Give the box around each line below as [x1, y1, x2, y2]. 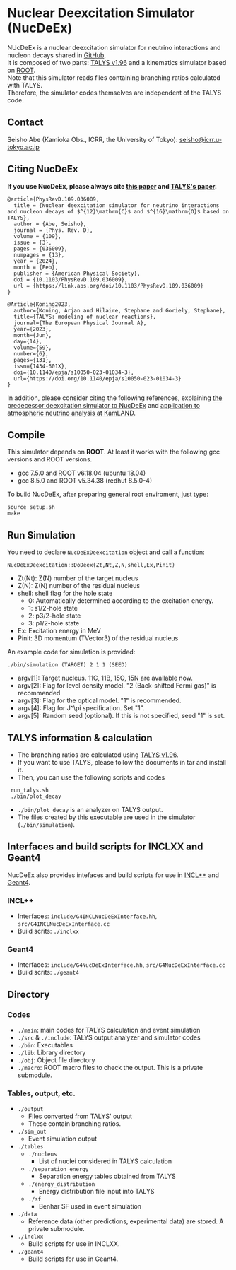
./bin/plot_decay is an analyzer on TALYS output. [17, 806, 163, 813]
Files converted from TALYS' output [28, 1112, 133, 1121]
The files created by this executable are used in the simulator [17, 813, 196, 821]
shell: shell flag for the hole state [17, 589, 113, 598]
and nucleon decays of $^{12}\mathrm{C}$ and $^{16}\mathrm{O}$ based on [7, 208, 230, 215]
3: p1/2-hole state [28, 619, 80, 628]
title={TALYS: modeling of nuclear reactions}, [13, 313, 157, 320]
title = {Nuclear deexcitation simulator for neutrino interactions [13, 201, 220, 209]
